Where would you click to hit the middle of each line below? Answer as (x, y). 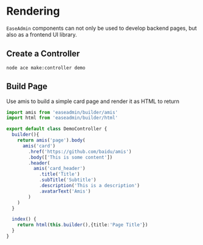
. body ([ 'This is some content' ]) (71, 157)
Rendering (33, 11)
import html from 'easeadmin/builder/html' (62, 118)
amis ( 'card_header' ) (59, 169)
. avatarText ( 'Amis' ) (65, 191)
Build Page (27, 87)
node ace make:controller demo (46, 68)
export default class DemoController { (57, 129)
